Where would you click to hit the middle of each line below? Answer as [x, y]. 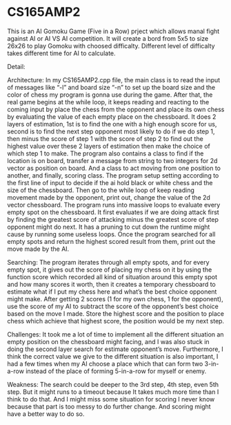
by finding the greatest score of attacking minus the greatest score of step [113, 219]
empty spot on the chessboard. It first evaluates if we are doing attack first [113, 212]
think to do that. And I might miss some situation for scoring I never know [111, 399]
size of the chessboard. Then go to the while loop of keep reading [101, 190]
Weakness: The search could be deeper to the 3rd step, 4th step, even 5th [113, 384]
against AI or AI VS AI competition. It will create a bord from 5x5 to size [108, 38]
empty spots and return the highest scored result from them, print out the [111, 241]
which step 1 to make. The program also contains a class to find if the [106, 153]
